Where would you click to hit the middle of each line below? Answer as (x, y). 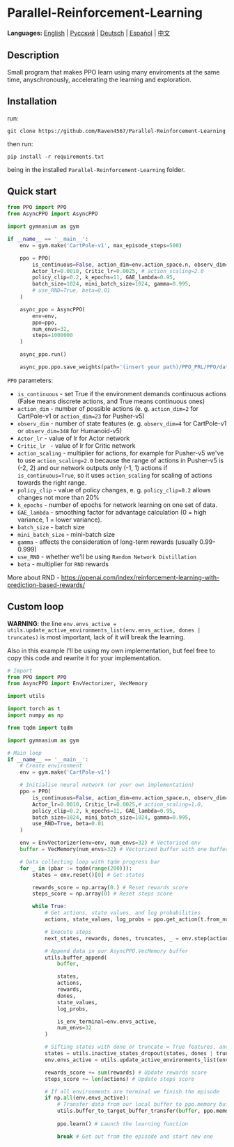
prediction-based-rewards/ (46, 585)
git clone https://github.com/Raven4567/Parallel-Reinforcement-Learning (117, 131)
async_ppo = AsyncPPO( (53, 309)
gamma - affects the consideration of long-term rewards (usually (108, 542)
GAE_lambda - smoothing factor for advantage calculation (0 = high (112, 512)
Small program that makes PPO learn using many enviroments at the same (114, 72)
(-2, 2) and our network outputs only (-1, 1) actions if (92, 467)
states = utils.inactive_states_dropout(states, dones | (129, 1054)
